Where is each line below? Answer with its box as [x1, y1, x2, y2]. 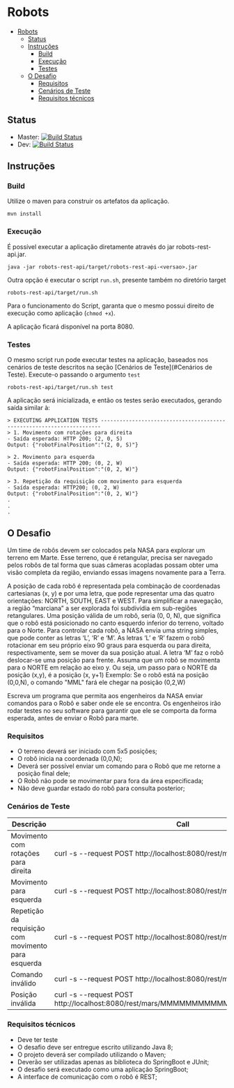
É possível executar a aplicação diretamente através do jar [7, 242, 175, 251]
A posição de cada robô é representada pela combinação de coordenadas [7, 582, 221, 590]
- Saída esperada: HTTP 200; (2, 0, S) [7, 435, 123, 443]
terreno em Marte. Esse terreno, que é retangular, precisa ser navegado [7, 553, 213, 561]
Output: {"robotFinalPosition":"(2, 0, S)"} [7, 441, 139, 448]
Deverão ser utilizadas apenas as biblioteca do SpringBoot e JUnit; [17, 1057, 210, 1066]
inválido [10, 979, 37, 988]
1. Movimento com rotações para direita [13, 430, 132, 437]
